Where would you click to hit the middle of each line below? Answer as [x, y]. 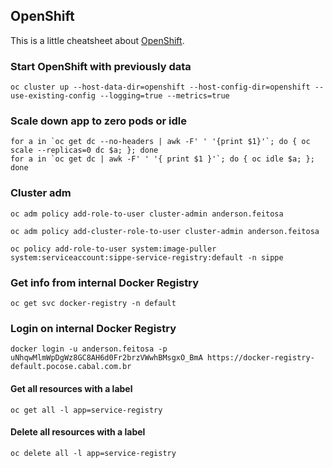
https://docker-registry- [260, 358]
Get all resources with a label [71, 388]
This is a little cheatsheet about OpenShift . [97, 40]
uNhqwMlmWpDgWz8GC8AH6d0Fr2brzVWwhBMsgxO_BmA [106, 358]
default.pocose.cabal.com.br [71, 367]
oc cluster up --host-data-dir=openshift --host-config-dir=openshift [160, 87]
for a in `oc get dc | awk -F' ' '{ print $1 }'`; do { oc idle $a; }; [162, 159]
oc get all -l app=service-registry [86, 410]
